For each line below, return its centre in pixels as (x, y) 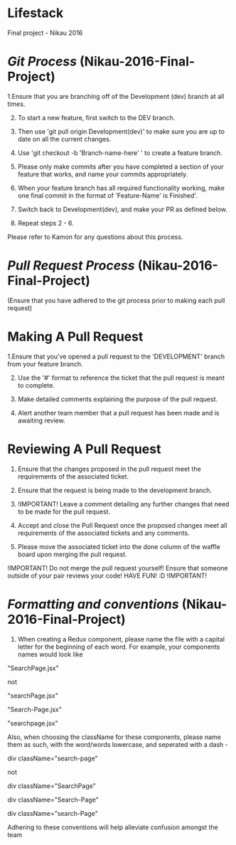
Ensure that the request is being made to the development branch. (114, 490)
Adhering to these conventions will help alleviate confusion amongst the (113, 827)
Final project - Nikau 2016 (45, 33)
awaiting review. (41, 420)
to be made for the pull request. (64, 511)
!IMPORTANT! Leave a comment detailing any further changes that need (123, 504)
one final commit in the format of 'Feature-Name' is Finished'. (107, 195)
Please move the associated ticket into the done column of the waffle (119, 546)
